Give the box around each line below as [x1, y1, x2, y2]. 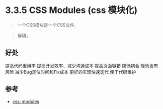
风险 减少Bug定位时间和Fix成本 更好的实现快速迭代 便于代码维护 [5, 69, 137, 75]
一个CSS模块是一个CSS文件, [17, 22, 76, 28]
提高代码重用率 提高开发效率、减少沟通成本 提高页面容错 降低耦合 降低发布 [5, 63, 158, 69]
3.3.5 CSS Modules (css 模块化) [5, 4, 138, 16]
